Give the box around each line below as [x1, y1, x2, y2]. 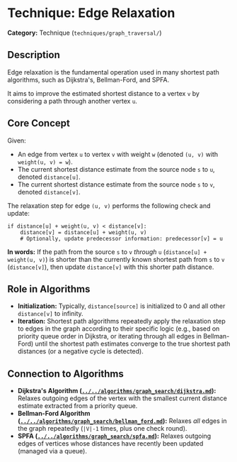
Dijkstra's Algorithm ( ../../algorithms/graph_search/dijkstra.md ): [17, 387, 216, 395]
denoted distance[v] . [17, 187, 81, 196]
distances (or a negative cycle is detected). [17, 347, 144, 356]
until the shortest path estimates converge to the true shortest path [35, 339, 231, 348]
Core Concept [7, 117, 71, 129]
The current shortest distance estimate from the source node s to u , [17, 165, 215, 173]
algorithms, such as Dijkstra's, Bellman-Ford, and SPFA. [7, 75, 170, 84]
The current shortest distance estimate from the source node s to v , [17, 180, 215, 189]
